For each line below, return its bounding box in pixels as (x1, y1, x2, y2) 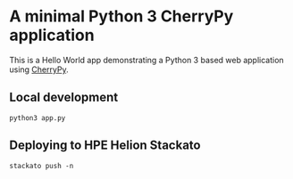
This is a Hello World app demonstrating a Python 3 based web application (9, 54, 284, 65)
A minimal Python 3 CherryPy (9, 6, 234, 27)
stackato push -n (9, 161, 74, 170)
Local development (9, 90, 119, 105)
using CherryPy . (9, 64, 69, 75)
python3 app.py (9, 113, 66, 122)
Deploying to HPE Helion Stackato (9, 138, 201, 153)
